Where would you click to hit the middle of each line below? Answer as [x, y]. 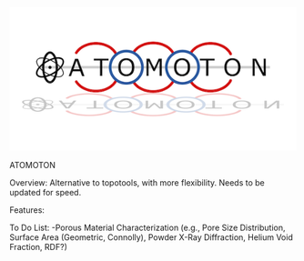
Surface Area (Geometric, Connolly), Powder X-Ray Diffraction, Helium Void [151, 237]
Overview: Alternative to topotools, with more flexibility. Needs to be [137, 183]
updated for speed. [46, 192]
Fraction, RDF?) [39, 247]
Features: [27, 210]
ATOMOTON [33, 165]
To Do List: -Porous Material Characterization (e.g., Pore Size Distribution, [147, 227]
